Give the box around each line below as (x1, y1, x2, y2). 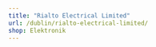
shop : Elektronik (8, 26, 66, 34)
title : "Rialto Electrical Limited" (8, 11, 130, 20)
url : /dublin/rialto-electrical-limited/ (8, 19, 149, 27)
